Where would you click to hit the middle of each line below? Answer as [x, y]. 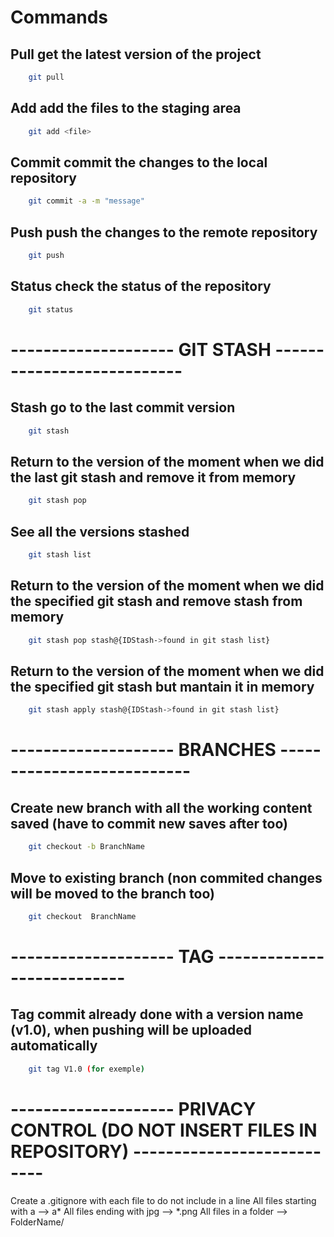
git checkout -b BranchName [86, 847]
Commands [59, 17]
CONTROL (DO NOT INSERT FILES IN [164, 1130]
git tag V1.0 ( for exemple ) [86, 1069]
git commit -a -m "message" [86, 201]
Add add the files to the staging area [126, 108]
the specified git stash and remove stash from [156, 601]
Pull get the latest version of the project [136, 54]
